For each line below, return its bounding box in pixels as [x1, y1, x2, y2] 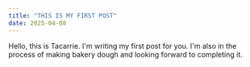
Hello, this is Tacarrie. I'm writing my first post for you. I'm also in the [8, 41, 237, 50]
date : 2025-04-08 [8, 19, 67, 27]
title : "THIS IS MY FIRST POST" [8, 11, 117, 20]
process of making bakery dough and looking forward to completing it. [8, 49, 244, 59]
